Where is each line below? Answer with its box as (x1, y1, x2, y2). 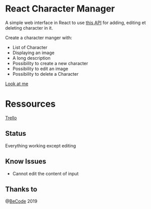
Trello (5, 115, 17, 121)
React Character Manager (5, 3, 115, 15)
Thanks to (5, 185, 38, 193)
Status (5, 129, 27, 138)
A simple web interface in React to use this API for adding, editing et (5, 20, 146, 26)
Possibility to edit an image (12, 66, 69, 72)
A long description (12, 55, 51, 61)
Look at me (5, 81, 29, 87)
